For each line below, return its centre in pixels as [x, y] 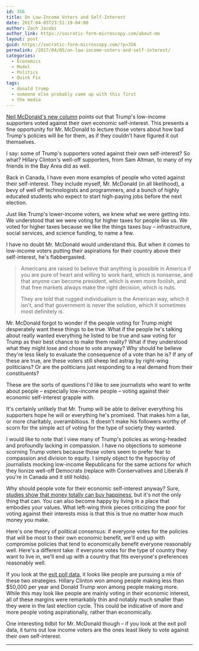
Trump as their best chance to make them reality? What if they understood [97, 342]
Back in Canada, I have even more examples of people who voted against [96, 177]
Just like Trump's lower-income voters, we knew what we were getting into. [98, 214]
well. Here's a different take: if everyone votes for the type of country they [97, 550]
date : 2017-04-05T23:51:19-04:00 [47, 23]
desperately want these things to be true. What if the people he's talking [94, 329]
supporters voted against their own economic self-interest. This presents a [97, 123]
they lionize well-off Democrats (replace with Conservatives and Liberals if [97, 470]
